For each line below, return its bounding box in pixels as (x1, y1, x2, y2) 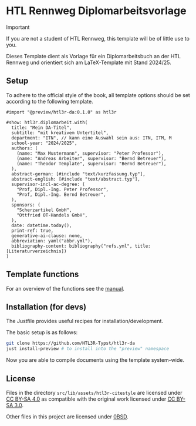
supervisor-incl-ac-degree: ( (11, 181, 85, 187)
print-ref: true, (11, 228, 54, 234)
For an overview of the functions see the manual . (6, 285, 125, 292)
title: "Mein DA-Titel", (11, 125, 72, 131)
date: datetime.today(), (11, 222, 72, 228)
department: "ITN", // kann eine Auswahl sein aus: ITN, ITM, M (11, 135, 172, 141)
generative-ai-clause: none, (11, 232, 83, 239)
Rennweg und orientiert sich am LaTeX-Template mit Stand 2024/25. (6, 59, 171, 66)
